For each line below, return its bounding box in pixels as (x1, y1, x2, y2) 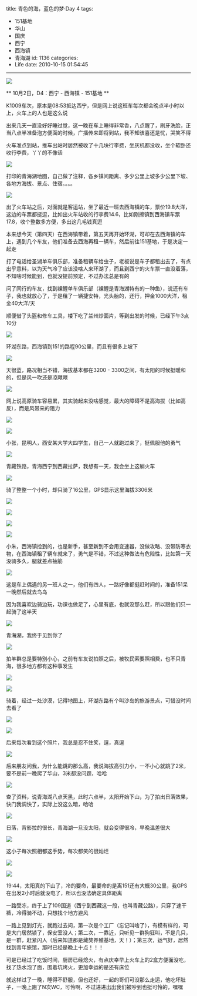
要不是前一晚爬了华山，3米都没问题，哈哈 (6, 770, 107, 777)
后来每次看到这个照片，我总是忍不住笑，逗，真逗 (6, 739, 124, 746)
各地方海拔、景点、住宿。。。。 (6, 180, 76, 187)
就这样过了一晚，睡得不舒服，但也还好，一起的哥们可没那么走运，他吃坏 (6, 976, 181, 983)
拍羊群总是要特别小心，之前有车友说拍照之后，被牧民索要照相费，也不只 (6, 655, 181, 662)
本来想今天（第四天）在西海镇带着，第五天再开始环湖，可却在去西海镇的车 (6, 231, 186, 237)
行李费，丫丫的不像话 (11, 149, 63, 156)
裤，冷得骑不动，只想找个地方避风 (6, 910, 89, 916)
